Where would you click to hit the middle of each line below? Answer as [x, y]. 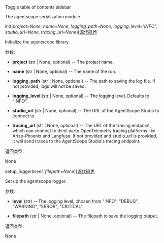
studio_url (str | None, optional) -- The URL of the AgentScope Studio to [86, 111]
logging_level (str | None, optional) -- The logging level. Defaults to [81, 96]
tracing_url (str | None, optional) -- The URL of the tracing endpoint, [82, 125]
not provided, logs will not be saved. [49, 86]
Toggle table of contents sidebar [38, 7]
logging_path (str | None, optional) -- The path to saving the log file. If [84, 81]
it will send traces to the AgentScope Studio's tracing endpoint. [76, 141]
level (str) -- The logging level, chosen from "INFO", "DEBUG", [75, 201]
